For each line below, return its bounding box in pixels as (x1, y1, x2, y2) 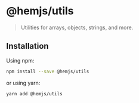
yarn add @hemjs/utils (6, 90, 63, 96)
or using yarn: (6, 79, 41, 86)
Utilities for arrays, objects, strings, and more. (20, 24, 134, 31)
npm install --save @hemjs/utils (6, 68, 89, 74)
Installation (6, 41, 49, 51)
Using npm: (6, 57, 35, 64)
